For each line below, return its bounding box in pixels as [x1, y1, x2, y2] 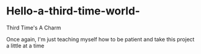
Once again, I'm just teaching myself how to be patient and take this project [6, 35, 195, 43]
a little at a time [6, 42, 44, 49]
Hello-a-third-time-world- [6, 4, 140, 18]
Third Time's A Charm [6, 24, 62, 31]
